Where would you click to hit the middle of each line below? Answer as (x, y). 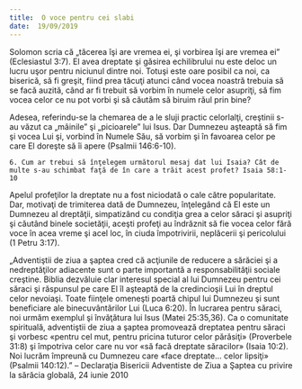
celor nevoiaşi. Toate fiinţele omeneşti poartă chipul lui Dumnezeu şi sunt (145, 298)
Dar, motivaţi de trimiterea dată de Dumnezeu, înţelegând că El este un (140, 204)
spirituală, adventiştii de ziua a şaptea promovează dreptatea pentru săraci (147, 327)
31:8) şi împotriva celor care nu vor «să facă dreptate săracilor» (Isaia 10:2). (149, 346)
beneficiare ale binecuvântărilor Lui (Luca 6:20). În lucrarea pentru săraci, (146, 308)
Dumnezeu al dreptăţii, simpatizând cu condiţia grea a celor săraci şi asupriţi (151, 213)
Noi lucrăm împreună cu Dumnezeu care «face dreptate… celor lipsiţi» (139, 356)
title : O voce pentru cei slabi (72, 18)
